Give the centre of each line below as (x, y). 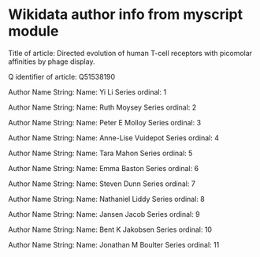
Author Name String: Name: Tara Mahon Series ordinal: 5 (100, 153)
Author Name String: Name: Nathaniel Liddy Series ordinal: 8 (106, 199)
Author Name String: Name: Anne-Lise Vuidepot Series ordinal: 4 (113, 138)
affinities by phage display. (52, 61)
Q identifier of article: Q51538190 (62, 76)
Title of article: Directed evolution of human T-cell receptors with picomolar (130, 53)
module (33, 31)
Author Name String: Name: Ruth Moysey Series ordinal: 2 (102, 107)
